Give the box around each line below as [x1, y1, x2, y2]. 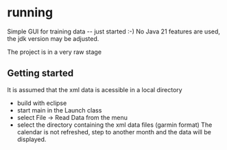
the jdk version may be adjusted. [7, 34, 99, 42]
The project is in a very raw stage [7, 48, 101, 56]
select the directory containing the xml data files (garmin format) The [16, 121, 213, 129]
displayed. [16, 135, 47, 143]
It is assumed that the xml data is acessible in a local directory [7, 85, 183, 93]
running [7, 5, 53, 20]
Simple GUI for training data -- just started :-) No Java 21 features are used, [7, 27, 221, 35]
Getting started [7, 67, 74, 79]
